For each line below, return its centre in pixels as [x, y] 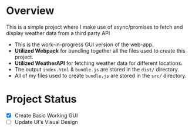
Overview [30, 11]
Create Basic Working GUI [46, 115]
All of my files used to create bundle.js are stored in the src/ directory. [100, 75]
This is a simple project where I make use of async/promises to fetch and [95, 27]
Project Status [42, 99]
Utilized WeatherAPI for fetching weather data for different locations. [99, 63]
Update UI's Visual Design [46, 122]
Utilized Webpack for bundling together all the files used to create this [100, 50]
